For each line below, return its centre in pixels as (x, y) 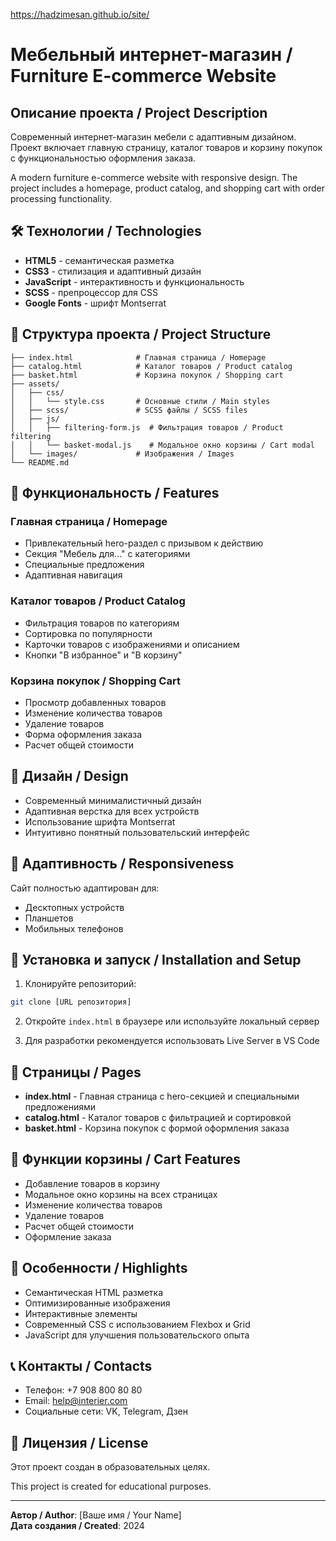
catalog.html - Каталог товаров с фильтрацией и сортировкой (158, 1118)
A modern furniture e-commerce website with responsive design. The (154, 177)
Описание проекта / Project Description (139, 112)
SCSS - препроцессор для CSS (91, 292)
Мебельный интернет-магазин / (151, 55)
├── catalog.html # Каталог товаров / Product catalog (151, 366)
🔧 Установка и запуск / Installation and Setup (156, 959)
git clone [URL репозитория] (71, 1002)
